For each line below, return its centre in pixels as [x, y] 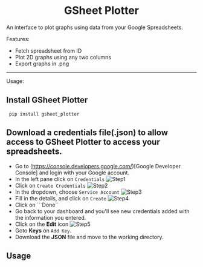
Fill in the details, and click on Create [61, 198]
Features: [18, 39]
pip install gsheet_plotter [44, 114]
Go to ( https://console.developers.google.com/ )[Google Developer [98, 166]
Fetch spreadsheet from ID [48, 51]
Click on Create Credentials [50, 185]
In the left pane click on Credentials [60, 179]
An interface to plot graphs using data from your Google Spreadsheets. [95, 27]
